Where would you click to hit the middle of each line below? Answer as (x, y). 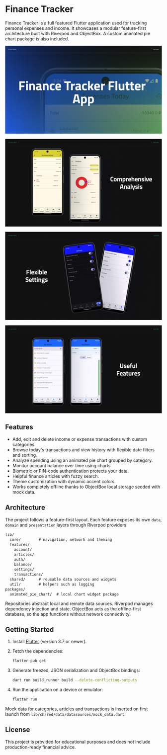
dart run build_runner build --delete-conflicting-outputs (75, 680)
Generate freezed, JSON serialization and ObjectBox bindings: (76, 671)
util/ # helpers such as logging (52, 584)
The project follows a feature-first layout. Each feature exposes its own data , (83, 519)
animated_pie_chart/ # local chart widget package (64, 594)
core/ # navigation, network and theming (61, 540)
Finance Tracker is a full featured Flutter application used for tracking (76, 23)
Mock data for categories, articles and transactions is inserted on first (77, 709)
